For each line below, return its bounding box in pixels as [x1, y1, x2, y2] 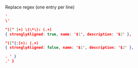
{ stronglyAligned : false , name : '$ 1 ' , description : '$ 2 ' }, [5, 45, 134, 50]
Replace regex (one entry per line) [5, 4, 75, 10]
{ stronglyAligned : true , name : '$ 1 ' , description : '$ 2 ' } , [5, 32, 132, 36]
